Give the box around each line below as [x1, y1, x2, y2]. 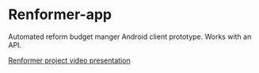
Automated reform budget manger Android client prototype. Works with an [8, 32, 252, 41]
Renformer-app [8, 6, 112, 24]
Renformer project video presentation [8, 56, 131, 65]
